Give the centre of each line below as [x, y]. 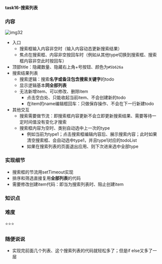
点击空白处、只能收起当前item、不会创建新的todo [76, 98]
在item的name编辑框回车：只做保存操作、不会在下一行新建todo [91, 104]
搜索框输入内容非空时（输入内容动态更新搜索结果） [71, 49]
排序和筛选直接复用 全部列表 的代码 [46, 178]
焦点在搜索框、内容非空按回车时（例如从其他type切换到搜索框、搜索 [88, 55]
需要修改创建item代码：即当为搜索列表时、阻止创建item [68, 184]
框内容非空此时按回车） [43, 61]
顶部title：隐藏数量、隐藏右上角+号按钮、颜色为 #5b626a [68, 67]
